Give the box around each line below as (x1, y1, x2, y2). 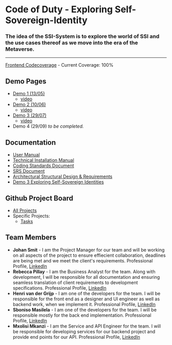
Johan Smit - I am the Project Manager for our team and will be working (12, 247, 165, 253)
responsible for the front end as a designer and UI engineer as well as (12, 296, 160, 302)
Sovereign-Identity (5, 14, 88, 26)
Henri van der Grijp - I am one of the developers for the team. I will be (12, 290, 161, 296)
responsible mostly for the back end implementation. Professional (12, 312, 152, 318)
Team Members (5, 233, 56, 242)
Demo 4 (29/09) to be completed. (12, 123, 84, 129)
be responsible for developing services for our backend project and (12, 328, 155, 334)
